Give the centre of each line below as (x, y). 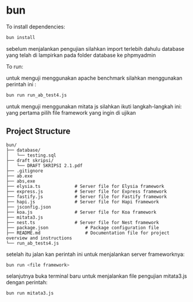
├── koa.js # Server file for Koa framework (81, 212)
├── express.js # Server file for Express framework (86, 191)
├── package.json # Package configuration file (83, 228)
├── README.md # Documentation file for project (88, 233)
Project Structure (38, 131)
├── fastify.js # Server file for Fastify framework (86, 197)
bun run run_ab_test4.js (36, 95)
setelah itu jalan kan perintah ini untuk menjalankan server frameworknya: (96, 254)
